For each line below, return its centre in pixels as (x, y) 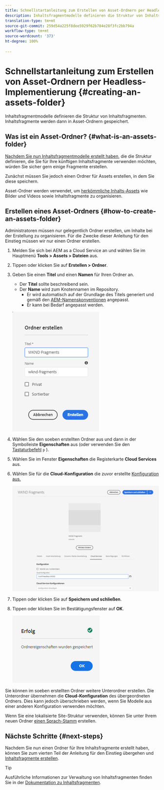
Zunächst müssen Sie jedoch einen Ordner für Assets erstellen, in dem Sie (80, 176)
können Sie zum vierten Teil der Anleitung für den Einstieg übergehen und (79, 753)
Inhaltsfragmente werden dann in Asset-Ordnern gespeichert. (67, 121)
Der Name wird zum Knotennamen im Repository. (69, 289)
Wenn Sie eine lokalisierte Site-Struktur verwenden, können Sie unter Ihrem (81, 716)
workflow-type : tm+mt (27, 31)
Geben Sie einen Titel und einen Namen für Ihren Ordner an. (73, 275)
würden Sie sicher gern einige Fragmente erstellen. (57, 166)
